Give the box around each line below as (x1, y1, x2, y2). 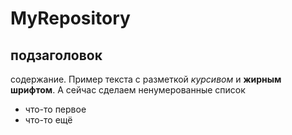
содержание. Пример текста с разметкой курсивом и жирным (10, 73, 282, 85)
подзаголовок (10, 47, 103, 64)
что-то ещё (24, 114, 73, 126)
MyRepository (10, 7, 131, 30)
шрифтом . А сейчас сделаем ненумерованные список (10, 84, 246, 96)
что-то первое (24, 103, 87, 115)
